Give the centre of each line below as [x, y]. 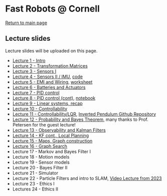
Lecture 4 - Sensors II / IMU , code [47, 77]
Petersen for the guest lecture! [44, 124]
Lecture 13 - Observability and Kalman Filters [59, 130]
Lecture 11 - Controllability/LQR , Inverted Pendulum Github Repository [84, 114]
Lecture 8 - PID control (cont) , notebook [54, 98]
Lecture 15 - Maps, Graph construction [52, 141]
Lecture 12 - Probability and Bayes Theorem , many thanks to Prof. [80, 119]
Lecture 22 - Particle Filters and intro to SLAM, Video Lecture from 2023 [87, 178]
